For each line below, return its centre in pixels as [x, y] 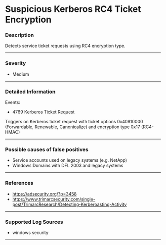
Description [20, 35]
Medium [21, 74]
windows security [30, 232]
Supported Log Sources [34, 222]
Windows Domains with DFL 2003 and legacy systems [68, 166]
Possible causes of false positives [47, 149]
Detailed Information [30, 92]
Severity [16, 63]
